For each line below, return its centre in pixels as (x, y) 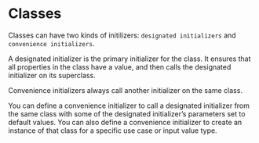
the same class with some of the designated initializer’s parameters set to (127, 113)
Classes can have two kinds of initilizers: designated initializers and (122, 35)
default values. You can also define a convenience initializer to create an (125, 122)
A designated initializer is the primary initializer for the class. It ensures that (129, 59)
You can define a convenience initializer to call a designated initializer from (129, 105)
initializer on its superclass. (52, 75)
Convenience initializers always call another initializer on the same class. (126, 90)
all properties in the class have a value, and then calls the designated (120, 66)
